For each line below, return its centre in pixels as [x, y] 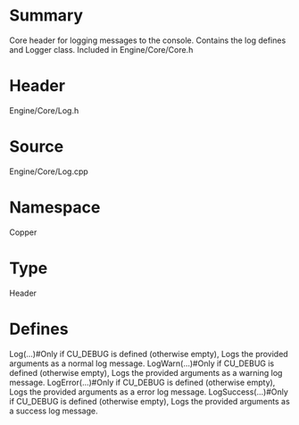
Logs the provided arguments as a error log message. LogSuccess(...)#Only [149, 392]
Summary [46, 16]
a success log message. [54, 411]
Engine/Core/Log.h [44, 110]
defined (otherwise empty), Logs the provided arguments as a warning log [146, 372]
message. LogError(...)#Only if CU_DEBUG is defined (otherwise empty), [142, 382]
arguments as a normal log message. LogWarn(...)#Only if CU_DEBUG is [142, 363]
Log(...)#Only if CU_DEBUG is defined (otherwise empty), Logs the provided [149, 354]
